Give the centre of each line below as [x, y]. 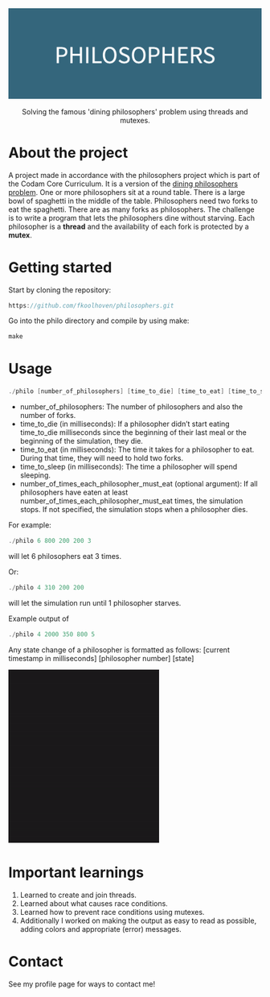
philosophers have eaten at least [74, 492]
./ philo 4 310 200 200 [46, 587]
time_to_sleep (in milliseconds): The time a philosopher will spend [129, 467]
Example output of [39, 618]
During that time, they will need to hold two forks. [102, 458]
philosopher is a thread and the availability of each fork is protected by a [129, 226]
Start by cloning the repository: [59, 290]
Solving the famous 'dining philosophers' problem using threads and [135, 111]
